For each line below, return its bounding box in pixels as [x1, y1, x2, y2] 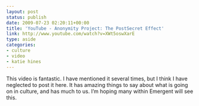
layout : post [6, 8, 39, 15]
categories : [6, 42, 36, 48]
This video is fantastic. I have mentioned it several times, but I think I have [6, 75, 188, 82]
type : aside [6, 36, 36, 42]
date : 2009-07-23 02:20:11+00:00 [6, 20, 90, 26]
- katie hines [6, 58, 42, 64]
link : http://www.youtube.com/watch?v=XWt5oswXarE [6, 31, 135, 37]
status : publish [6, 14, 47, 20]
